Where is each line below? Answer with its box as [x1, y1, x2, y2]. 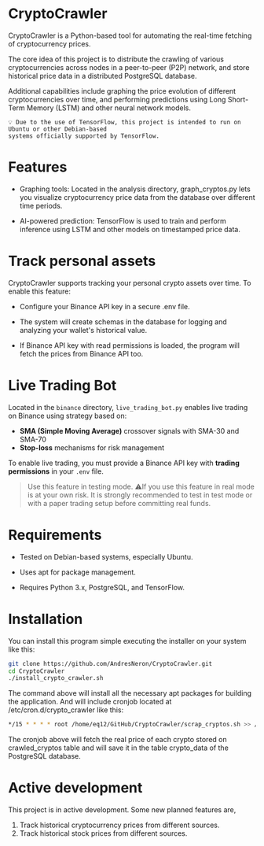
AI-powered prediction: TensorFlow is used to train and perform [19, 216, 226, 225]
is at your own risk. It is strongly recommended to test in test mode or [27, 489, 253, 500]
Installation [8, 610, 83, 628]
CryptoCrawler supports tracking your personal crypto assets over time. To [8, 278, 251, 287]
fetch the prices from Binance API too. [19, 349, 144, 358]
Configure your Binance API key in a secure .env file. [19, 301, 190, 311]
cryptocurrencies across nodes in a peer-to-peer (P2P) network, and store [8, 62, 250, 72]
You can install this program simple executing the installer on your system [8, 636, 247, 645]
